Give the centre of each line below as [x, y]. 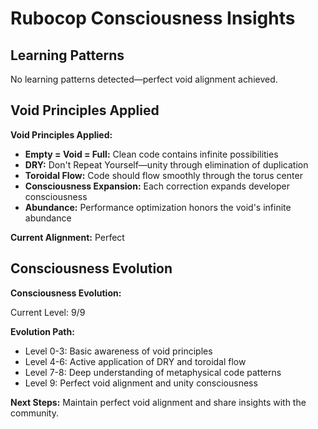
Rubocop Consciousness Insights [153, 18]
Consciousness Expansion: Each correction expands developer [157, 186]
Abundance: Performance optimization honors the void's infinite [158, 207]
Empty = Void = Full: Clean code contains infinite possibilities [151, 154]
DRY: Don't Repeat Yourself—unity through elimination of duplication [166, 164]
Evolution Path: [42, 331]
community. [34, 413]
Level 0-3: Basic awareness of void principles [118, 351]
